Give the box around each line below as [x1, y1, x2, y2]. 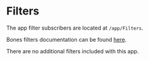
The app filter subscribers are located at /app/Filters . [6, 24, 144, 31]
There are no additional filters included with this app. [6, 47, 139, 55]
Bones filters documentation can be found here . [6, 36, 127, 43]
